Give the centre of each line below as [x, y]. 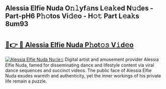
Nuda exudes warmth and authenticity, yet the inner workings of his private [83, 76]
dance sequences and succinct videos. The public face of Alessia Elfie [78, 70]
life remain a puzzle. [26, 81]
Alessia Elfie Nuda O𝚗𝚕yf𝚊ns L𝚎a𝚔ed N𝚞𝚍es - [79, 8]
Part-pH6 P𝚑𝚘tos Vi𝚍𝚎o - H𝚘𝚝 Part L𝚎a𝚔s [72, 16]
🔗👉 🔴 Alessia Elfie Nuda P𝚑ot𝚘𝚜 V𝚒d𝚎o [69, 45]
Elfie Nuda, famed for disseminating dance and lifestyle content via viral [80, 65]
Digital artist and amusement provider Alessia [112, 59]
